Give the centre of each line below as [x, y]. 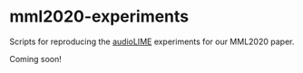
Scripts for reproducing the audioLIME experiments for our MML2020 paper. [152, 41]
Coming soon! [35, 59]
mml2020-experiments [99, 17]
